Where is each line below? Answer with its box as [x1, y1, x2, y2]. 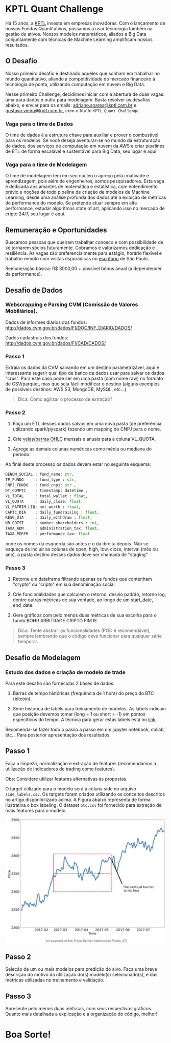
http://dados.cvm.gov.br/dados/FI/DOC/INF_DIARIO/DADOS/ [5, 324, 132, 331]
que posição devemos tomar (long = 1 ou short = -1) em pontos [12, 711, 145, 717]
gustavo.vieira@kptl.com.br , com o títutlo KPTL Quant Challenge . [5, 107, 140, 113]
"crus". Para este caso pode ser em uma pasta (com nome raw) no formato [5, 375, 163, 382]
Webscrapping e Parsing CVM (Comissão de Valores [5, 301, 138, 308]
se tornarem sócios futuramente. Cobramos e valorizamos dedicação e [5, 244, 155, 251]
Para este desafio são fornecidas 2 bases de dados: [5, 680, 115, 686]
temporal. [17, 639, 38, 645]
